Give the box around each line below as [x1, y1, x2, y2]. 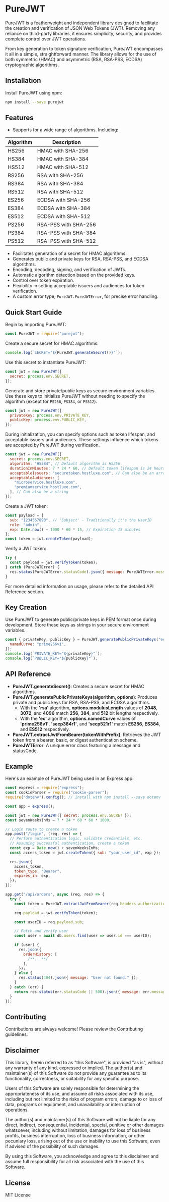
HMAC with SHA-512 [37, 164, 89, 171]
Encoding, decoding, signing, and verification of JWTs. [12, 267, 127, 273]
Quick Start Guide [5, 308, 62, 317]
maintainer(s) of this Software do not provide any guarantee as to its [5, 1070, 147, 1076]
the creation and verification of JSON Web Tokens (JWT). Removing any [5, 25, 155, 31]
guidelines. [5, 1031, 28, 1037]
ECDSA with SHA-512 [37, 213, 91, 220]
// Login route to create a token [5, 826, 78, 832]
